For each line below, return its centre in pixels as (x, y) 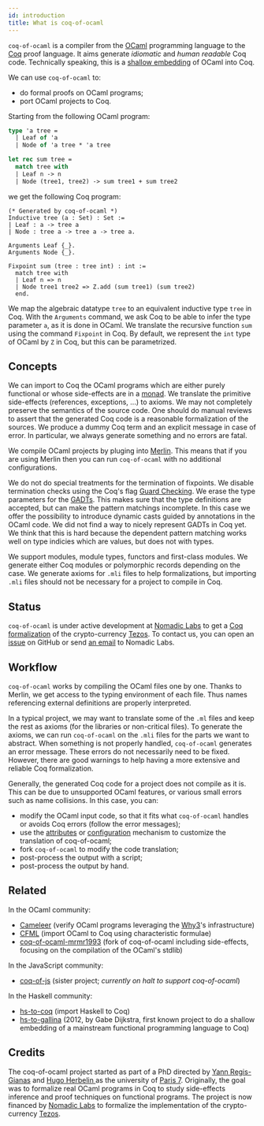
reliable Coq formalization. (51, 768)
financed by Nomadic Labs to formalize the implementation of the (115, 1105)
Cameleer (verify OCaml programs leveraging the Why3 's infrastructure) (137, 925)
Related (28, 891)
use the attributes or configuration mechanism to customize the (123, 833)
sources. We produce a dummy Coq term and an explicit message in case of (132, 427)
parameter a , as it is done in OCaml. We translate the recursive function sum (130, 325)
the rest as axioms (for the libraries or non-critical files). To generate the (125, 727)
